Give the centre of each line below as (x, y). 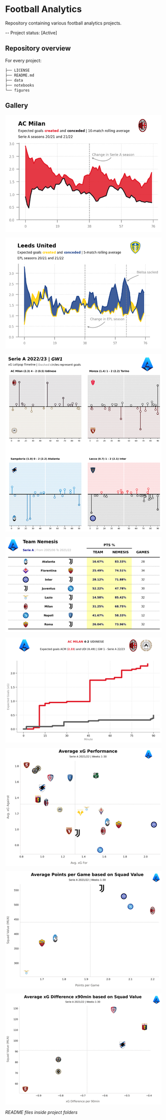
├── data (14, 80)
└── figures (17, 90)
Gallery (17, 106)
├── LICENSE (17, 70)
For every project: (23, 60)
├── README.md (20, 75)
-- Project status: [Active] (31, 32)
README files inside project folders (41, 1113)
